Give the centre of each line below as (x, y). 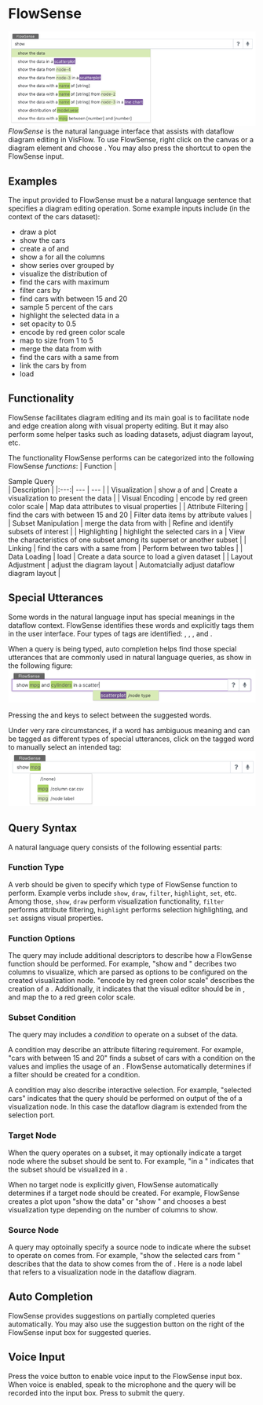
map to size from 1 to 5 (57, 341)
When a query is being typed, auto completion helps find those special (122, 648)
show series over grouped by (67, 266)
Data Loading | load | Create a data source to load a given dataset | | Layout (131, 556)
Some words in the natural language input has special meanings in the (122, 617)
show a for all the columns (62, 257)
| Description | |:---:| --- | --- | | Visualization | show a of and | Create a (123, 490)
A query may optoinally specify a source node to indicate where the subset (130, 1247)
